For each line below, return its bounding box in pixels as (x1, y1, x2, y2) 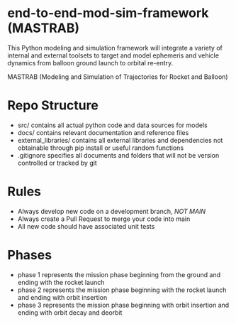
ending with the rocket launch (17, 278, 105, 286)
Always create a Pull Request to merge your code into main (17, 215, 191, 223)
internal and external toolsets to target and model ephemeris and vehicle (7, 51, 220, 60)
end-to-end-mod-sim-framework (7, 5, 209, 21)
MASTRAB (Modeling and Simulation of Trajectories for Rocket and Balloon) (7, 72, 228, 81)
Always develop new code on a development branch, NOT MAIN (17, 207, 206, 215)
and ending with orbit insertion (17, 293, 108, 301)
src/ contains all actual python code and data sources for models (17, 121, 208, 129)
